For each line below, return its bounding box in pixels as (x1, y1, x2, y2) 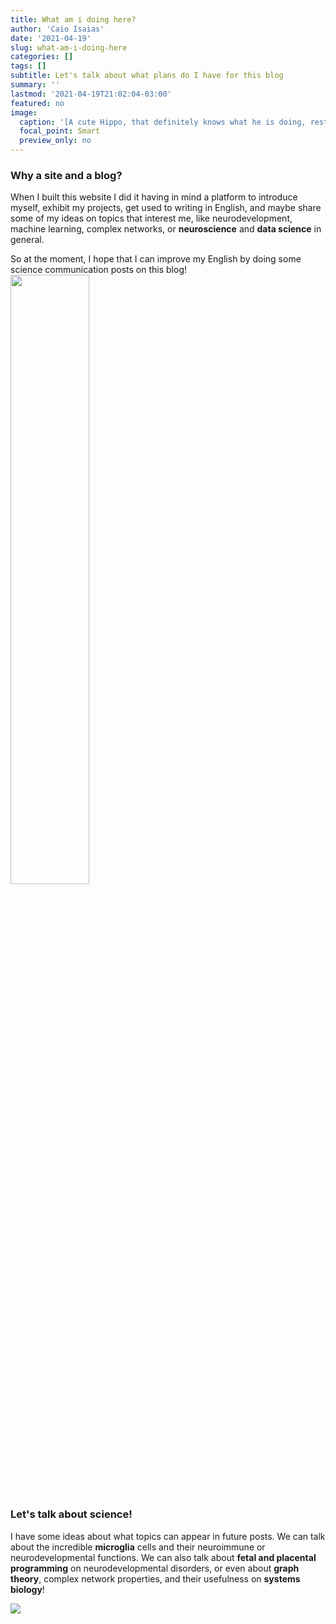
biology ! (10, 1583, 45, 1595)
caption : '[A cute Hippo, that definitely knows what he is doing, (19, 117, 307, 127)
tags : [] (10, 61, 47, 71)
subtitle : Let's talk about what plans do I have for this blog (10, 71, 284, 81)
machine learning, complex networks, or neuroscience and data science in (10, 223, 322, 235)
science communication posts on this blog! (10, 264, 188, 276)
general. (10, 234, 45, 246)
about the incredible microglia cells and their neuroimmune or (10, 1541, 266, 1553)
